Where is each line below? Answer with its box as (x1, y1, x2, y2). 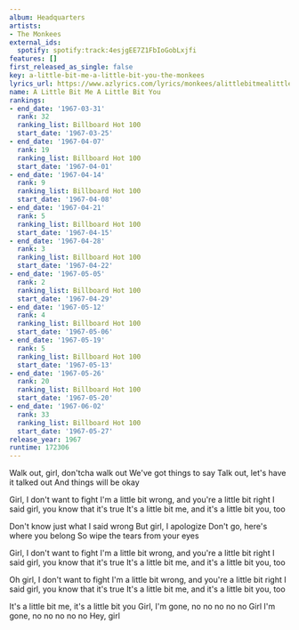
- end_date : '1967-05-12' (9, 303, 105, 311)
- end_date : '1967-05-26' (9, 368, 105, 378)
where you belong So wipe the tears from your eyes (9, 530, 199, 541)
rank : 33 (17, 410, 50, 419)
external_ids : (9, 37, 62, 47)
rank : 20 (17, 377, 50, 386)
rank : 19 (17, 145, 50, 154)
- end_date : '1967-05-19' (9, 335, 105, 344)
